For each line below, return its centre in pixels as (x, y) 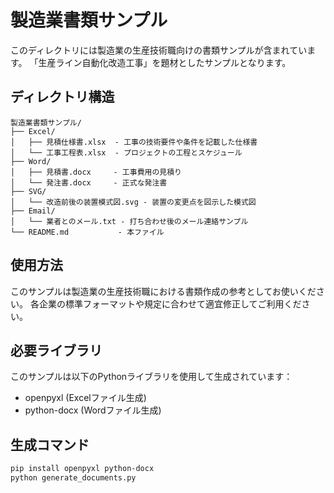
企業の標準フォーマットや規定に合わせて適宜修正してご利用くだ (170, 303)
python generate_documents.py (73, 478)
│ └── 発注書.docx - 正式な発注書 (89, 182)
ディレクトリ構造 (62, 97)
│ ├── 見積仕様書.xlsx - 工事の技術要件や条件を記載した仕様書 (134, 142)
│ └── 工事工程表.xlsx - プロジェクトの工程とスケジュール (126, 152)
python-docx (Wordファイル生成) (93, 410)
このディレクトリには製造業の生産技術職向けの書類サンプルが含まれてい (159, 50)
